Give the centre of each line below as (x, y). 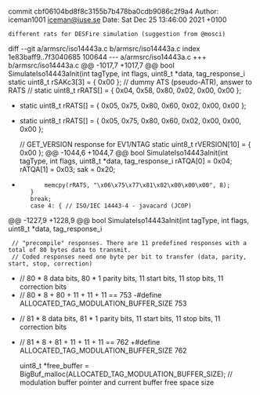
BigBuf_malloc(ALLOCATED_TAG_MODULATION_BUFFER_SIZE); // (126, 374)
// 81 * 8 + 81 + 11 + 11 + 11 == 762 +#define (90, 342)
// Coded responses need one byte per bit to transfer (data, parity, (129, 257)
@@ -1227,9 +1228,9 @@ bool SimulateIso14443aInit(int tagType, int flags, (128, 220)
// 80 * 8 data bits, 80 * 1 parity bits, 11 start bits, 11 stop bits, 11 (121, 278)
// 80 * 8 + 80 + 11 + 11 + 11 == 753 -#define (90, 295)
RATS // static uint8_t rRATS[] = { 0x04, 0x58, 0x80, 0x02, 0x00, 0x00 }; (125, 90)
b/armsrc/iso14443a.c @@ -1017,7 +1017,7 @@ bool (91, 65)
